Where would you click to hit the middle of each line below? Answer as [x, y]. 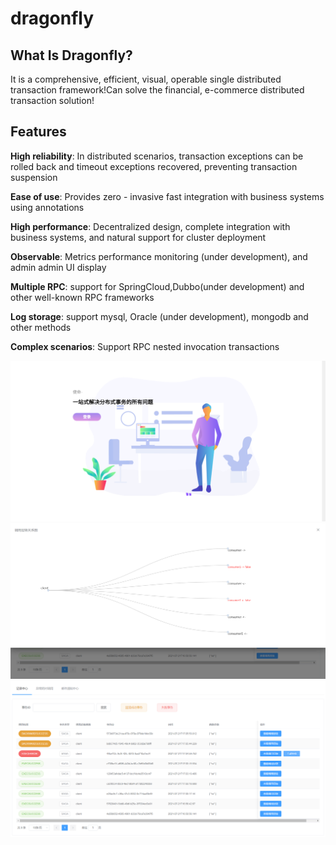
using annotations [47, 207]
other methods [41, 327]
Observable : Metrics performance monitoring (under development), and [159, 256]
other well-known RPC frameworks [82, 297]
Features [38, 132]
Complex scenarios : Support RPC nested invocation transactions [145, 346]
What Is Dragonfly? [71, 55]
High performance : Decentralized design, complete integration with [150, 226]
